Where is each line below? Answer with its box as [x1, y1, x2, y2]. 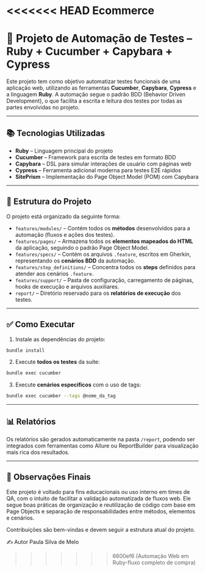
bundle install [6, 347, 45, 353]
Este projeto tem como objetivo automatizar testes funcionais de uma [6, 78, 181, 85]
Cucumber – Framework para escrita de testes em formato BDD [15, 153, 176, 161]
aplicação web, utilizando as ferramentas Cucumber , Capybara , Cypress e [6, 84, 196, 92]
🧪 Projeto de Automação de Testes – [6, 32, 192, 46]
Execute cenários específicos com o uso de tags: [15, 381, 142, 388]
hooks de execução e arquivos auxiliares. [15, 283, 120, 290]
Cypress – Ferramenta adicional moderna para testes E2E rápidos [15, 166, 181, 174]
